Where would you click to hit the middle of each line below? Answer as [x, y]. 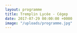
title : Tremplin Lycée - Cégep [37, 14]
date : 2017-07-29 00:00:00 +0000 [39, 18]
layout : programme [23, 9]
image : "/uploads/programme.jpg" [39, 23]
